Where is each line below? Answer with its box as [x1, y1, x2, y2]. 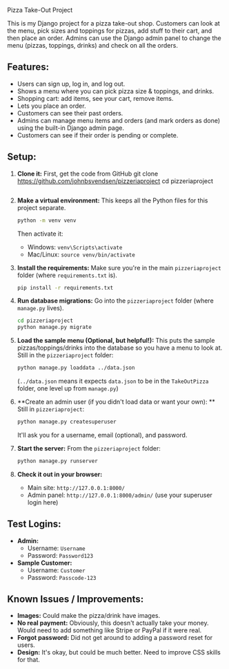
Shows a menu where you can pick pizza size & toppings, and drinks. [17, 86, 215, 95]
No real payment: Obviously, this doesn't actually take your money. [17, 619, 209, 628]
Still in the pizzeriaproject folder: [17, 351, 114, 359]
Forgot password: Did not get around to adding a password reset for [17, 634, 213, 642]
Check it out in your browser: [17, 470, 103, 478]
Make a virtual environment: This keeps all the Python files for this [17, 196, 208, 205]
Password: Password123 [27, 551, 94, 559]
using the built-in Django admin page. [17, 124, 124, 132]
